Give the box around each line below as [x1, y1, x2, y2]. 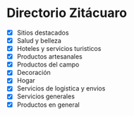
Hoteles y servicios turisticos [16, 45, 102, 53]
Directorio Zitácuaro [6, 5, 128, 21]
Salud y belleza [16, 37, 61, 45]
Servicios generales [16, 92, 75, 100]
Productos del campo [16, 60, 80, 69]
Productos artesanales [16, 52, 83, 61]
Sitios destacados [16, 28, 69, 37]
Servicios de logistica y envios [16, 84, 106, 93]
